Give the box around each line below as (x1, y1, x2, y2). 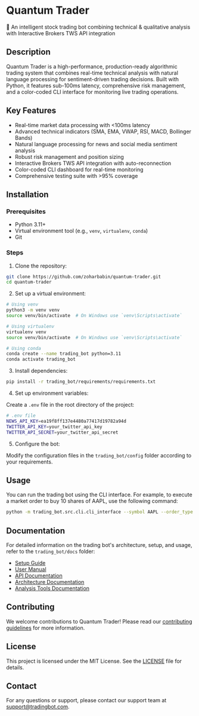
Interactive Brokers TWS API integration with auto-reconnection (14, 159, 172, 167)
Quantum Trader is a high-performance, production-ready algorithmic (6, 63, 178, 70)
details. (6, 663, 24, 671)
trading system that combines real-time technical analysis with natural (6, 69, 179, 76)
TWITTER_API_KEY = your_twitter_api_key (6, 423, 102, 430)
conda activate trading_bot (6, 357, 76, 362)
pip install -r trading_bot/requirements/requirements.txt (6, 379, 156, 385)
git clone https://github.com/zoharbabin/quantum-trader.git (6, 274, 161, 279)
